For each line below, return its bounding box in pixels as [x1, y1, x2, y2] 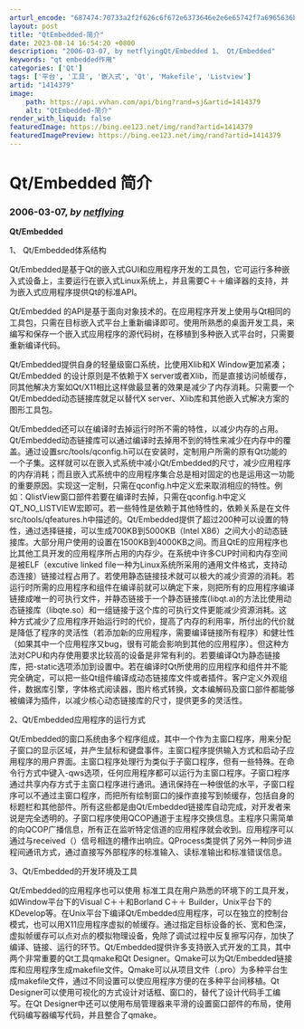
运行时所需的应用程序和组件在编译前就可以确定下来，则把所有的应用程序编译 [9, 582, 295, 593]
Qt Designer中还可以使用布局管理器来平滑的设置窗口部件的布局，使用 [33, 998, 292, 1009]
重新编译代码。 [9, 340, 65, 351]
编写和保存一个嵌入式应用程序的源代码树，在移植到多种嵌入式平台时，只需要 [9, 329, 295, 339]
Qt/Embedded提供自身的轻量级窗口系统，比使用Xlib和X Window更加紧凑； [9, 359, 288, 370]
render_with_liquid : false [9, 114, 111, 123]
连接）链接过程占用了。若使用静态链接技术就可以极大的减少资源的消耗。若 [16, 571, 295, 582]
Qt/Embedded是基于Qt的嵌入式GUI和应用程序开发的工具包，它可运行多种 [9, 264, 282, 275]
